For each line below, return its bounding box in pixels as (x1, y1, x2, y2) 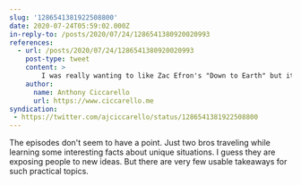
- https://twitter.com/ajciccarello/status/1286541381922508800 (13, 113, 258, 122)
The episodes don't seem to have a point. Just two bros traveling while (9, 138, 271, 148)
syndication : (9, 105, 58, 114)
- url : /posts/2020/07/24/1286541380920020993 (17, 46, 194, 55)
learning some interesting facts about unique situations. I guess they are (9, 147, 276, 157)
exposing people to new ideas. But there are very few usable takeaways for (9, 156, 288, 167)
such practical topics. (9, 166, 90, 177)
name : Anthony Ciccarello (32, 88, 130, 97)
